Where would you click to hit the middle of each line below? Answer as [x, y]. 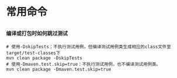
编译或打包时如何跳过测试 [37, 33]
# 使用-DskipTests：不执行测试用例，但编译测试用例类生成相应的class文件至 [88, 47]
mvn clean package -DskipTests [44, 58]
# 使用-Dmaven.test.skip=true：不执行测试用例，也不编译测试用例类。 [84, 65]
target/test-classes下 [33, 53]
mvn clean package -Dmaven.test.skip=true [59, 70]
